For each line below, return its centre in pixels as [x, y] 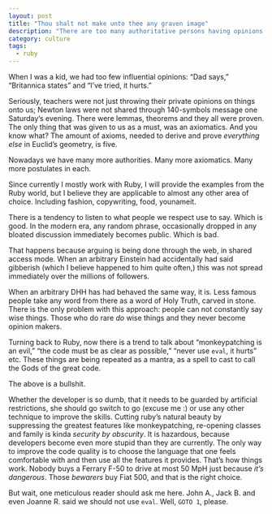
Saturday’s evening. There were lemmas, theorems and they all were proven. [136, 118]
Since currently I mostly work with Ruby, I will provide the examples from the [136, 184]
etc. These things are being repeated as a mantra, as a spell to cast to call [132, 359]
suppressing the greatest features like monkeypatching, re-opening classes [135, 425]
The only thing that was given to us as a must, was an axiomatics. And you [133, 127]
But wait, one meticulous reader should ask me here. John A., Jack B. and [132, 493]
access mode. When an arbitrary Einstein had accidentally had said [121, 259]
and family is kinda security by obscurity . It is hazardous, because [119, 434]
